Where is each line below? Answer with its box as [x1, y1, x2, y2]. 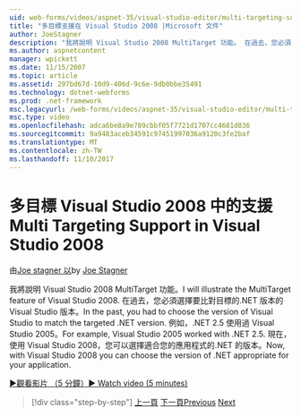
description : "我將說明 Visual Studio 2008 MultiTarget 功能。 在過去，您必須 [9, 38, 291, 47]
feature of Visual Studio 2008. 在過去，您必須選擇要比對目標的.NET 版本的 [9, 295, 284, 306]
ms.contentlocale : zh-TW [9, 146, 102, 155]
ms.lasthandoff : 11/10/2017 [9, 154, 115, 164]
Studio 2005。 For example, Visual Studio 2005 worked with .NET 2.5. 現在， [9, 328, 292, 340]
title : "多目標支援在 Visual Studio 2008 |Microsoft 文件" [9, 21, 224, 30]
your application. [9, 360, 72, 370]
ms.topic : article [9, 72, 78, 81]
